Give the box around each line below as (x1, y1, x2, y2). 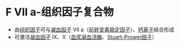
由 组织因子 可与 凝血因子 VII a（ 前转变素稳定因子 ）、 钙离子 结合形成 (14, 26, 175, 33)
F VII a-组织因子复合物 (5, 5, 114, 19)
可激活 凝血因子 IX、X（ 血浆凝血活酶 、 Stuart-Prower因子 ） (14, 33, 157, 40)
